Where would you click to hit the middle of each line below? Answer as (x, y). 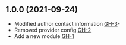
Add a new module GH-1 (44, 36)
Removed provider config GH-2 (53, 30)
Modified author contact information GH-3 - (67, 23)
